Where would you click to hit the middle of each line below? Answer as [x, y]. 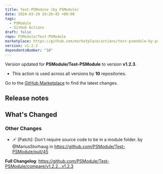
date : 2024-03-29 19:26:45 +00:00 [40, 14]
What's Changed [31, 115]
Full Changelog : [21, 161]
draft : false [18, 32]
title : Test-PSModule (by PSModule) [42, 9]
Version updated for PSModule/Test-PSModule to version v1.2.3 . [71, 64]
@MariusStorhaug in [33, 146]
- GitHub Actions [27, 28]
